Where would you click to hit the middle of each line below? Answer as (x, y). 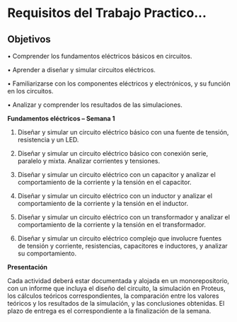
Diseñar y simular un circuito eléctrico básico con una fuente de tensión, (123, 132)
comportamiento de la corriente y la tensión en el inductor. (103, 203)
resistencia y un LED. (48, 140)
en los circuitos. (30, 91)
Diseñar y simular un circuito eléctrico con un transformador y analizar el (123, 217)
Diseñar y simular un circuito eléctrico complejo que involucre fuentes (120, 238)
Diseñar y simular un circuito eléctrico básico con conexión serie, (113, 153)
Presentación (28, 267)
